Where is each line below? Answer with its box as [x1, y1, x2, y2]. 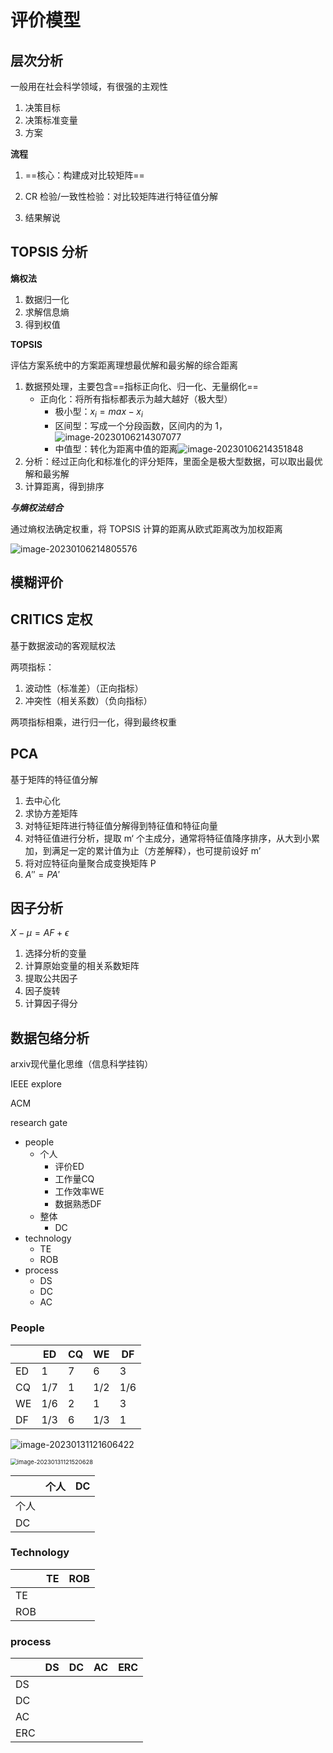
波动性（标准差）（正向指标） [24, 682, 144, 694]
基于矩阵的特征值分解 [10, 773, 98, 785]
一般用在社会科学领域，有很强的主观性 [10, 81, 168, 92]
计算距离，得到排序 [24, 480, 105, 492]
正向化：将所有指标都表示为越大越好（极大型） [39, 392, 233, 405]
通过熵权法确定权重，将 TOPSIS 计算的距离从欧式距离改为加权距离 [10, 522, 283, 535]
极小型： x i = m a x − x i [54, 405, 143, 420]
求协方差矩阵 [24, 807, 78, 819]
